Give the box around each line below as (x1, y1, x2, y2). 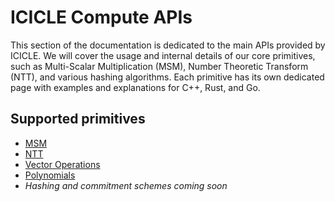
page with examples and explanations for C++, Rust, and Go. (10, 81, 261, 93)
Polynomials (24, 169, 76, 181)
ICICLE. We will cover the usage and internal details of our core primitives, (10, 49, 316, 61)
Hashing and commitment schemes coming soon (24, 179, 228, 191)
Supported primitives (10, 111, 146, 128)
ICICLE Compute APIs (10, 6, 193, 29)
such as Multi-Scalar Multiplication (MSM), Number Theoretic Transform (10, 60, 309, 72)
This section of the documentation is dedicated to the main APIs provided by (10, 39, 326, 51)
